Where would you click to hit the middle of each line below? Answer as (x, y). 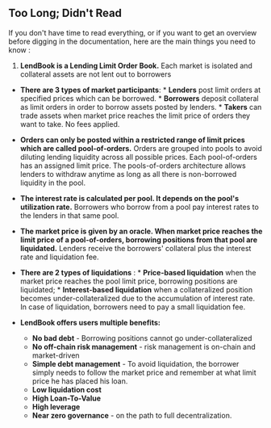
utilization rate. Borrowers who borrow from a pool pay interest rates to (140, 207)
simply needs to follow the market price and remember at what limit (144, 372)
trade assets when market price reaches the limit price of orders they (135, 115)
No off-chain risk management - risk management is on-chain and (144, 346)
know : (19, 50)
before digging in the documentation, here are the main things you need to (132, 41)
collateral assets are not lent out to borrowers (96, 74)
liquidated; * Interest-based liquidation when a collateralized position (136, 289)
